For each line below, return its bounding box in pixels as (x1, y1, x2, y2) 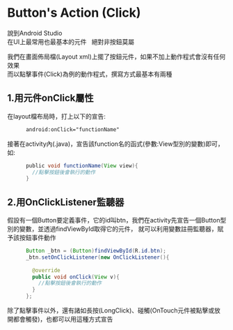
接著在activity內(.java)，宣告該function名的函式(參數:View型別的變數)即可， (7, 140, 224, 148)
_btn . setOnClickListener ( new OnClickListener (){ (25, 253, 170, 261)
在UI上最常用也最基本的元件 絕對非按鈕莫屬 (7, 37, 134, 46)
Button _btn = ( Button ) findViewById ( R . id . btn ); (25, 248, 167, 255)
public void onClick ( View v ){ (32, 273, 120, 280)
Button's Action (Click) (7, 5, 141, 21)
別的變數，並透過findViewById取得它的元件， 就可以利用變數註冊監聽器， (7, 225, 218, 233)
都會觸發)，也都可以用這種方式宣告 (13, 315, 113, 324)
